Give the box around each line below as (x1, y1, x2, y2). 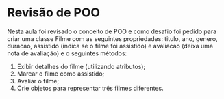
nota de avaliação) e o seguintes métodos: (7, 49, 127, 57)
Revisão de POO (7, 5, 101, 20)
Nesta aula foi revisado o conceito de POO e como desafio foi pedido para (7, 27, 217, 36)
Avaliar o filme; (16, 76, 60, 85)
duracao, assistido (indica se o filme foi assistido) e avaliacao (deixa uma (7, 42, 214, 50)
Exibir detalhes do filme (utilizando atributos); (16, 62, 146, 70)
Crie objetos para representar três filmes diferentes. (16, 84, 164, 92)
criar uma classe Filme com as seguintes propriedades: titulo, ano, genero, (7, 34, 218, 42)
